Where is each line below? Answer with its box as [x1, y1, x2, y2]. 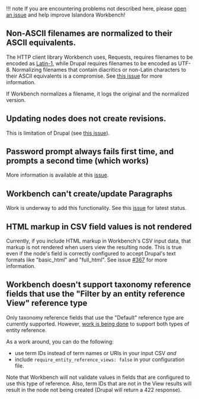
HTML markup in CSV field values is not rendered [6, 222, 192, 232]
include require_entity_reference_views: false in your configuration [14, 356, 185, 363]
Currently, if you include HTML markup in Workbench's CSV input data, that [6, 237, 191, 245]
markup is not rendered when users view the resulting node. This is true [6, 244, 182, 251]
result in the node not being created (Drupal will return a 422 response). [6, 386, 182, 393]
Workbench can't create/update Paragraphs [6, 189, 173, 199]
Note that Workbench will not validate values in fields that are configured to [6, 374, 191, 381]
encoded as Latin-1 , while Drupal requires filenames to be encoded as [6, 59, 177, 67]
